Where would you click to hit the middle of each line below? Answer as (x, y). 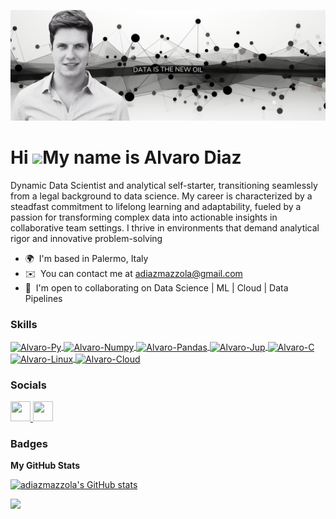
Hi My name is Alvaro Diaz (126, 157)
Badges (29, 443)
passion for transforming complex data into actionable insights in (144, 217)
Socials (28, 385)
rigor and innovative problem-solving (86, 239)
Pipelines (43, 299)
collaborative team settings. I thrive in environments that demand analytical (165, 228)
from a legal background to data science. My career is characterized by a (161, 196)
